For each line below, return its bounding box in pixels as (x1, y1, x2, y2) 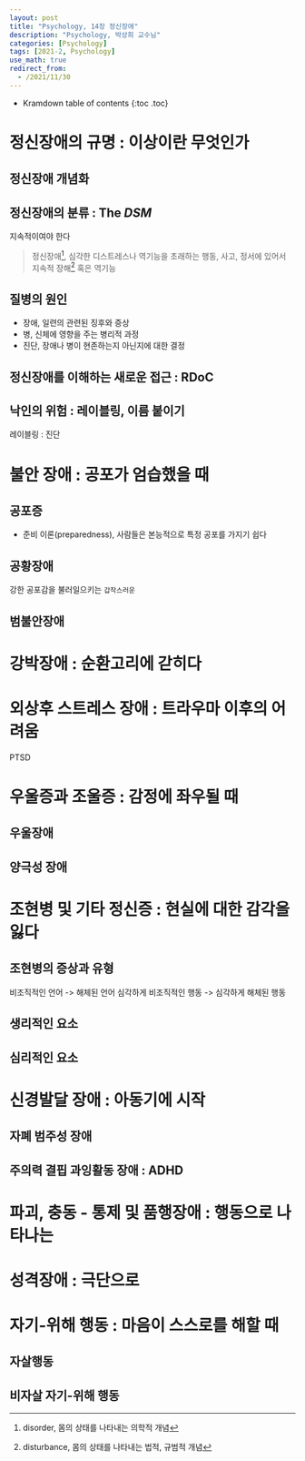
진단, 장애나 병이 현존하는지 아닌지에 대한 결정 (22, 340, 186, 351)
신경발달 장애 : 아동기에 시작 (9, 1090, 206, 1111)
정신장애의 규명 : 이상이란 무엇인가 (9, 132, 250, 153)
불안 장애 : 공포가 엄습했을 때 (9, 464, 210, 485)
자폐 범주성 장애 (9, 1129, 93, 1144)
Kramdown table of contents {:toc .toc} (22, 97, 169, 108)
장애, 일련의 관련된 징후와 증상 (22, 318, 130, 329)
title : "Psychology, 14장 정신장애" (9, 22, 139, 31)
